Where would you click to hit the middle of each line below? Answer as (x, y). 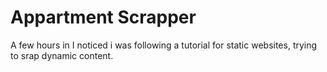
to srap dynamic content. (62, 55)
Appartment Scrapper (103, 17)
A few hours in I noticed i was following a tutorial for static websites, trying (164, 45)
